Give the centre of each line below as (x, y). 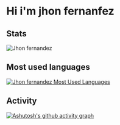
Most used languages (48, 67)
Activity (22, 101)
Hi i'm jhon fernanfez (60, 11)
